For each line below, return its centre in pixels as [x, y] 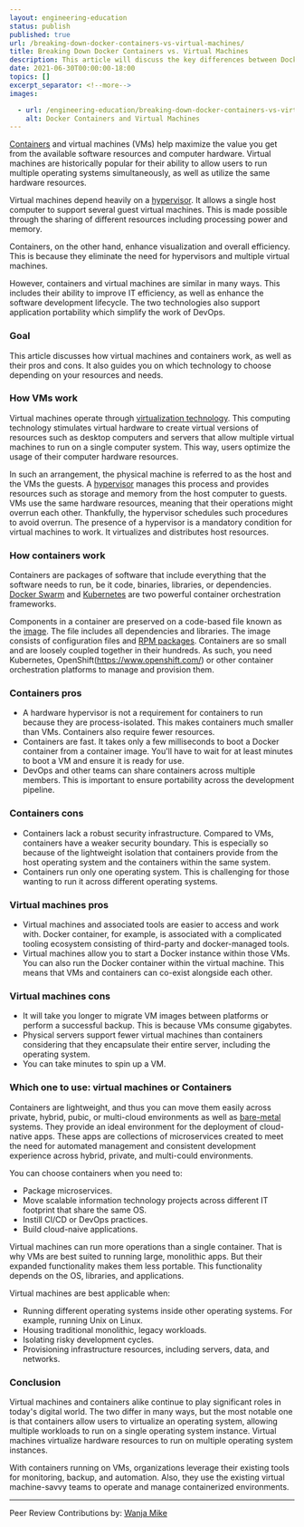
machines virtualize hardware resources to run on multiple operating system [152, 1440]
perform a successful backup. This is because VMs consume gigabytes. [157, 1026]
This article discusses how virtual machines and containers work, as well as [151, 355]
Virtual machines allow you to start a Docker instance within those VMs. [156, 953]
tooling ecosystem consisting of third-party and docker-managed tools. [156, 944]
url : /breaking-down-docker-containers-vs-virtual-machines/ [127, 43]
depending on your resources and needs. [86, 375]
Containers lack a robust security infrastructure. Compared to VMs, [148, 833]
